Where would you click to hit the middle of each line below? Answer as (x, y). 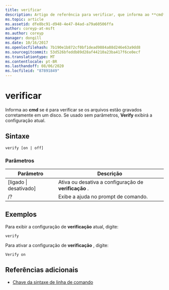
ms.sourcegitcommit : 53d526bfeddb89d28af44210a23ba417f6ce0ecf (73, 52)
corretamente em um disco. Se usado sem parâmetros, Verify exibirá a (79, 115)
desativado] (22, 189)
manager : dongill (23, 38)
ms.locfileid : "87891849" (32, 71)
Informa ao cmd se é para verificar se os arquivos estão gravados (73, 109)
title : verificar (23, 10)
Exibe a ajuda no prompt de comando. (103, 197)
